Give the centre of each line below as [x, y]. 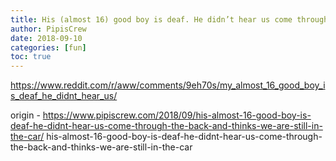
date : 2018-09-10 [46, 38]
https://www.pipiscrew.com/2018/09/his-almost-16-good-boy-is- [177, 115]
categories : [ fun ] [48, 47]
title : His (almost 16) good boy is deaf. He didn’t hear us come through [169, 19]
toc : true [31, 57]
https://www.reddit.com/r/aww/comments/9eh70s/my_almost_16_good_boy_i [168, 85]
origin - [25, 115]
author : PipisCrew [48, 29]
